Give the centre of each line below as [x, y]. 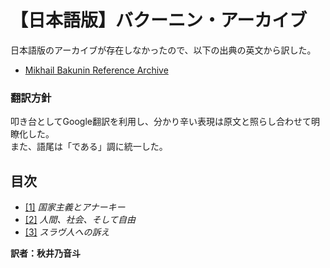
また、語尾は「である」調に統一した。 [89, 147]
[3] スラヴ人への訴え [67, 232]
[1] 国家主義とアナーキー [75, 207]
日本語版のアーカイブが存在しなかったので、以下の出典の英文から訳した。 [163, 50]
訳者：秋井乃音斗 [45, 253]
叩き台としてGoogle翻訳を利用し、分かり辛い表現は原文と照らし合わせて [161, 122]
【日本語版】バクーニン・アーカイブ [159, 20]
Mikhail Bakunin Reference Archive [96, 70]
